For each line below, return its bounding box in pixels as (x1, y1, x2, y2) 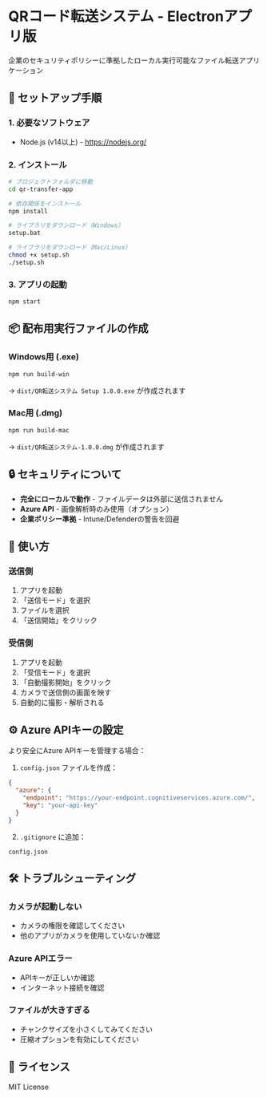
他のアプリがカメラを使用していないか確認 (19, 931, 161, 941)
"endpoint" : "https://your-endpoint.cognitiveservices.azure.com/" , (22, 794, 256, 802)
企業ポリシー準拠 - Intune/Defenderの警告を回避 (19, 514, 180, 524)
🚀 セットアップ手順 (8, 91, 102, 105)
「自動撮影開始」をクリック (19, 677, 112, 687)
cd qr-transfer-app (8, 185, 74, 193)
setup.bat (8, 229, 42, 237)
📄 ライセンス (8, 1060, 70, 1074)
